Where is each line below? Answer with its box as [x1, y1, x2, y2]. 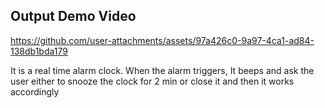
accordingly [10, 85, 60, 98]
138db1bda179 [10, 45, 68, 57]
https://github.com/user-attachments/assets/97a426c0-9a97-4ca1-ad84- [10, 34, 315, 46]
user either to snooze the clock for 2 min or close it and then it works [10, 75, 295, 87]
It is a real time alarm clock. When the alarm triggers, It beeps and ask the [10, 64, 315, 76]
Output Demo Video [10, 8, 137, 25]
